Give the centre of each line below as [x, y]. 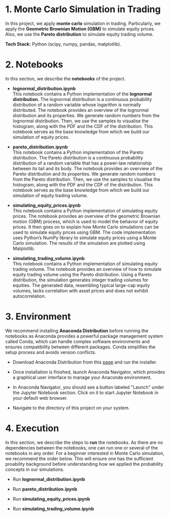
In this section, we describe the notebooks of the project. [65, 78]
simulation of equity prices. [41, 137]
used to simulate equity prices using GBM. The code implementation [84, 232]
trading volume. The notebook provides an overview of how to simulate [87, 269]
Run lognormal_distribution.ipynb [49, 479]
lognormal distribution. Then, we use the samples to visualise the [80, 121]
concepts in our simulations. [35, 469]
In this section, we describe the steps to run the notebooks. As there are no [84, 442]
